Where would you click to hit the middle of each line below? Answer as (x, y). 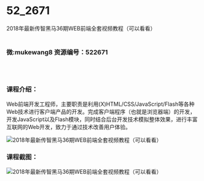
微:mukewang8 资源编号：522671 (57, 52)
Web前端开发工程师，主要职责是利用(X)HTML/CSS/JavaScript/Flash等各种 (100, 104)
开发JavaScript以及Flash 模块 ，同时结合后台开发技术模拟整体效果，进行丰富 (102, 119)
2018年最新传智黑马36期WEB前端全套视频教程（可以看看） (81, 28)
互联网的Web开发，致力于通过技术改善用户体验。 (69, 127)
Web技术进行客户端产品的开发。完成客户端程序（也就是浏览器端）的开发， (101, 111)
